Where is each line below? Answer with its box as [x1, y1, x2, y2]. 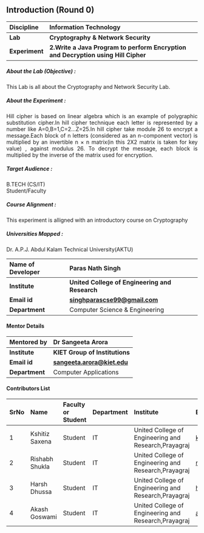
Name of [9, 260, 35, 269]
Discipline [9, 23, 39, 31]
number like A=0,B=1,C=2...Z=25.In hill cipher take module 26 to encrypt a [6, 125, 198, 133]
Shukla [30, 462, 50, 471]
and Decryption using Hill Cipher [49, 51, 146, 59]
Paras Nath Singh [69, 264, 121, 272]
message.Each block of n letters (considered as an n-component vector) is [6, 132, 198, 139]
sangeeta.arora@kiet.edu [53, 358, 129, 366]
